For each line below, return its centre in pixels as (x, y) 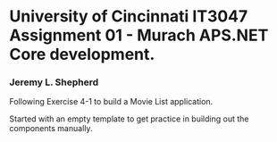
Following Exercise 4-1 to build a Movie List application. (111, 102)
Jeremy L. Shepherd (54, 82)
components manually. (51, 129)
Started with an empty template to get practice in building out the (129, 119)
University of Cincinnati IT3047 (129, 17)
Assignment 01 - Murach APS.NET (139, 35)
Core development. (82, 54)
